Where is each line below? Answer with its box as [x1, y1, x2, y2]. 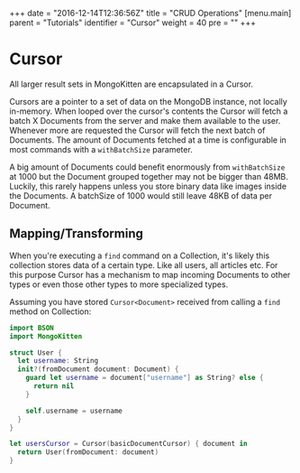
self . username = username [25, 406, 123, 415]
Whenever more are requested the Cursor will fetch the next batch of [9, 125, 266, 135]
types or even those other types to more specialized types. [9, 279, 229, 290]
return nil [32, 382, 75, 391]
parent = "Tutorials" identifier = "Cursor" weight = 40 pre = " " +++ [9, 17, 257, 28]
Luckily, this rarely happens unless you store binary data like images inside [9, 181, 286, 191]
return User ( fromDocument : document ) [17, 448, 159, 457]
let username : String [17, 357, 99, 366]
